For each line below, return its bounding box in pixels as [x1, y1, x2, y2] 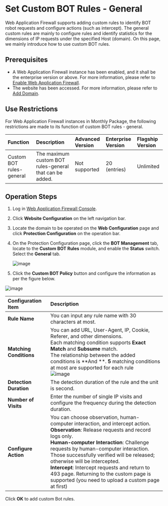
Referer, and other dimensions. [50, 333, 123, 340]
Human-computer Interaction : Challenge [50, 439, 149, 446]
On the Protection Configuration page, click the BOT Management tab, [12, 240, 158, 246]
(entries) [105, 166, 126, 173]
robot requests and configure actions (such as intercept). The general [5, 25, 149, 31]
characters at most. [50, 319, 96, 326]
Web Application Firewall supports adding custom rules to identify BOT [5, 20, 151, 26]
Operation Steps [5, 192, 57, 201]
